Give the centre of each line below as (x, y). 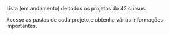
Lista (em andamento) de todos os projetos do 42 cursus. (76, 8)
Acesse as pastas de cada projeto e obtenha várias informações (85, 20)
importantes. (22, 26)
